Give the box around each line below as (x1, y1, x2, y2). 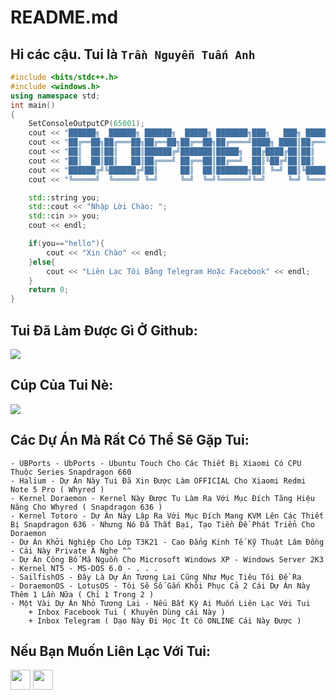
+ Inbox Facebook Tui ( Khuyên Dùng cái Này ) (28, 607, 226, 617)
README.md (10, 6, 119, 29)
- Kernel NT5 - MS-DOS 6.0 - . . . (10, 563, 159, 573)
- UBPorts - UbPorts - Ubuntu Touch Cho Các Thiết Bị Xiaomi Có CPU (10, 458, 302, 468)
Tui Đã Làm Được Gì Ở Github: (10, 322, 198, 339)
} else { (28, 257, 56, 267)
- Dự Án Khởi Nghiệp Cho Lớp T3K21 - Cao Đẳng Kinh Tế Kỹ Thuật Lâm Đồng (10, 537, 325, 547)
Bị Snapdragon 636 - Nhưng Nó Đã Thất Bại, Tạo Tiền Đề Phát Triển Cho (10, 519, 315, 530)
